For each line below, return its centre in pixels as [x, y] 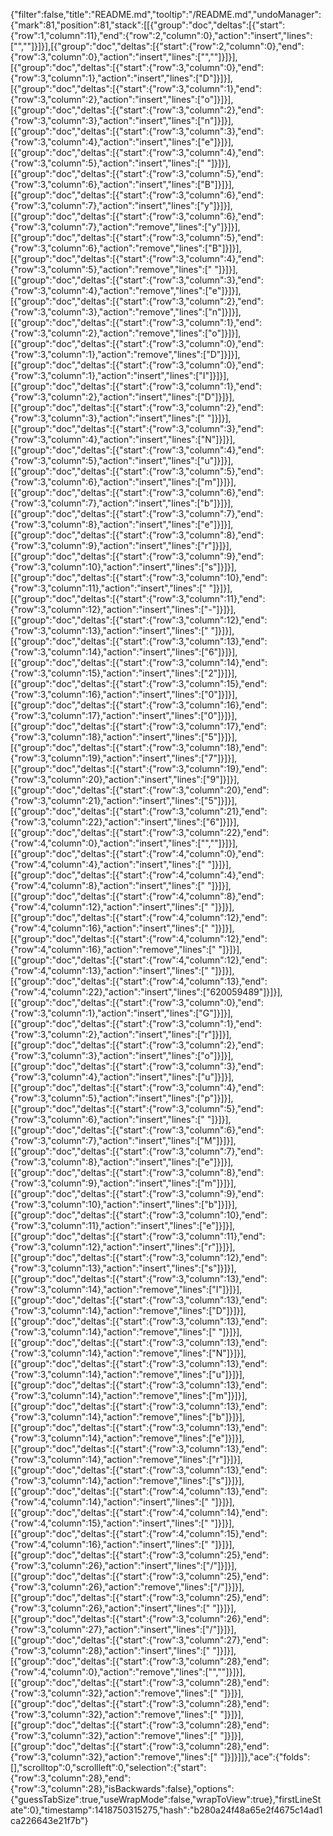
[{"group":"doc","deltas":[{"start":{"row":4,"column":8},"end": [137, 896]
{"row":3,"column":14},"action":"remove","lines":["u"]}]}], [127, 1374]
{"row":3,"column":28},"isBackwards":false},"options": [122, 1788]
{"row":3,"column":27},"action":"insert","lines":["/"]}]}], [123, 1629]
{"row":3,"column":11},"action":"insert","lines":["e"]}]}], [123, 1225]
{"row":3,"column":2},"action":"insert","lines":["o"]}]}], [122, 99]
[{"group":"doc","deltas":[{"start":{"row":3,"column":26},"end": [140, 1618]
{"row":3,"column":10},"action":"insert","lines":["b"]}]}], [124, 1204]
